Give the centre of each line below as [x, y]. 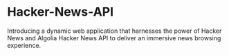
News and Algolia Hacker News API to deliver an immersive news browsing [114, 38]
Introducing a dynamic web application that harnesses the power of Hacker [114, 31]
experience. [24, 45]
